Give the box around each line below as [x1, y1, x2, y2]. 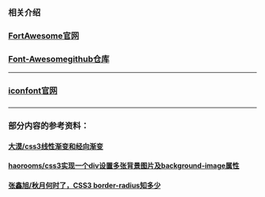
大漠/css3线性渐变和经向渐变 [8, 141, 104, 151]
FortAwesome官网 [8, 30, 80, 41]
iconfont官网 [8, 85, 58, 97]
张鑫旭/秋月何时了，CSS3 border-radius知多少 [8, 180, 161, 190]
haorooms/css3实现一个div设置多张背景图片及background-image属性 [8, 161, 240, 171]
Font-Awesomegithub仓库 [8, 53, 110, 64]
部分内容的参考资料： [8, 120, 89, 131]
